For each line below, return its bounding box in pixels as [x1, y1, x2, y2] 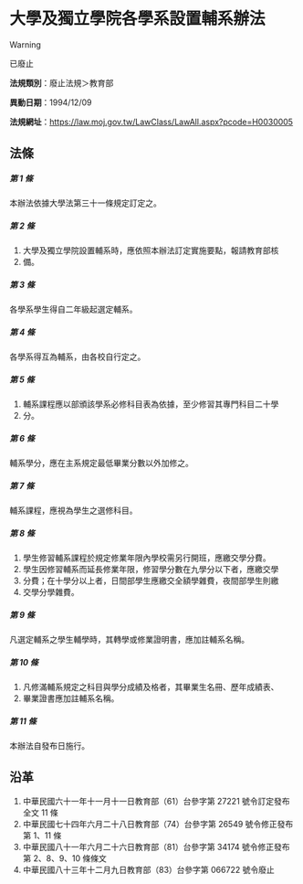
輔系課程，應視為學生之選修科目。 [9, 505, 138, 517]
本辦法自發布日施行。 [9, 740, 89, 751]
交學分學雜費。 [22, 587, 79, 598]
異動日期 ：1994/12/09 [9, 97, 92, 108]
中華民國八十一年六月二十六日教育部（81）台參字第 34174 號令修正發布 [22, 841, 290, 852]
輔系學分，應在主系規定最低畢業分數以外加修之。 [9, 458, 193, 469]
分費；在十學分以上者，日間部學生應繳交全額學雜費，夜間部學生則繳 [22, 575, 279, 586]
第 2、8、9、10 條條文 [22, 852, 108, 864]
